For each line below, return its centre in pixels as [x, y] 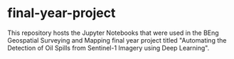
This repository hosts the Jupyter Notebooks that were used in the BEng [113, 33]
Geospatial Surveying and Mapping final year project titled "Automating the [117, 40]
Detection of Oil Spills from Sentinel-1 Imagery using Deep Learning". [108, 48]
